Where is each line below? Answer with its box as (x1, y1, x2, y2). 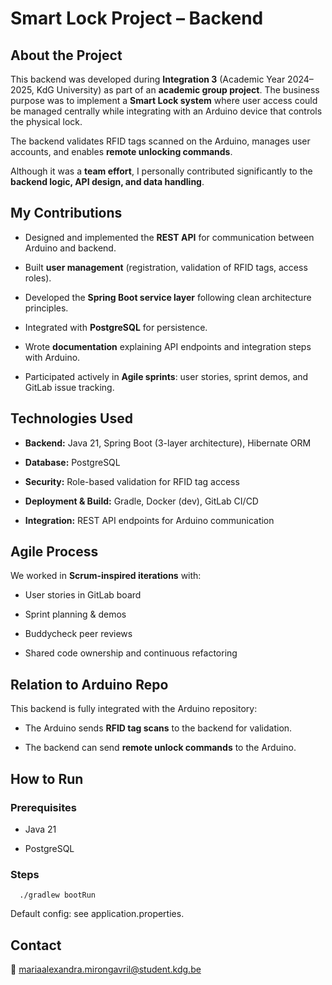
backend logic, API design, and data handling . (10, 176, 205, 187)
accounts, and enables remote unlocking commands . (10, 146, 233, 157)
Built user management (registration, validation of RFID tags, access (24, 261, 308, 273)
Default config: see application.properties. (10, 908, 185, 920)
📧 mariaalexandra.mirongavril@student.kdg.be (10, 963, 202, 976)
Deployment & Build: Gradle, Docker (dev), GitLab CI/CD (24, 495, 259, 507)
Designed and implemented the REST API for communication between (24, 231, 315, 243)
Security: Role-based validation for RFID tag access (24, 475, 240, 487)
